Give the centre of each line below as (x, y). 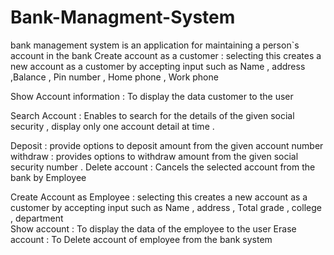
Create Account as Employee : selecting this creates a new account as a (159, 197)
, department (37, 218)
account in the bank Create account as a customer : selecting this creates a (166, 55)
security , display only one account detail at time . (112, 126)
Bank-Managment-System (123, 17)
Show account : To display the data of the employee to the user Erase (153, 228)
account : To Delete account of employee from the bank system (141, 239)
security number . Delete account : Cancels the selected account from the (163, 167)
